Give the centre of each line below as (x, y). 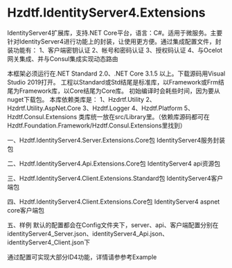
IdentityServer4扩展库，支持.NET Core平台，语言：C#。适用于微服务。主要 (115, 33)
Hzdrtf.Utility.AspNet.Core (44, 108)
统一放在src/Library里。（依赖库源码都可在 (150, 116)
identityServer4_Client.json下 (49, 242)
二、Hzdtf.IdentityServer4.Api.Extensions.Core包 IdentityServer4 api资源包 (114, 163)
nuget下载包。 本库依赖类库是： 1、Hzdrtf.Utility (75, 99)
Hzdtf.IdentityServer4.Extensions (106, 13)
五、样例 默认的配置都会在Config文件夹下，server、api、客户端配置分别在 (113, 225)
